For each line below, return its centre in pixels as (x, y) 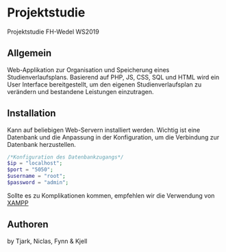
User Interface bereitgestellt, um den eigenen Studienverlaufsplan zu (104, 84)
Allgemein (29, 53)
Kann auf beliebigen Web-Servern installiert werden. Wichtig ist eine (104, 130)
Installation (32, 114)
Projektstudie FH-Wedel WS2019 (53, 32)
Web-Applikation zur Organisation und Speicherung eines (88, 69)
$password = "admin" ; (38, 183)
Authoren (28, 225)
